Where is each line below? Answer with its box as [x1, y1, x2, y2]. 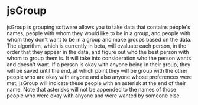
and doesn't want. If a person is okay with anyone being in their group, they [7, 60, 191, 68]
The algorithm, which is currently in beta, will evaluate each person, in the [7, 42, 187, 49]
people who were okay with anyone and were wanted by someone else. [7, 92, 181, 99]
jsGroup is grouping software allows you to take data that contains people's [7, 23, 191, 31]
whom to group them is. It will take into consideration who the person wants [7, 55, 191, 62]
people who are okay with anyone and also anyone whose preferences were [7, 73, 193, 80]
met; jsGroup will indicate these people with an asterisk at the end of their [7, 79, 186, 86]
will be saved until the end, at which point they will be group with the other [7, 67, 188, 74]
